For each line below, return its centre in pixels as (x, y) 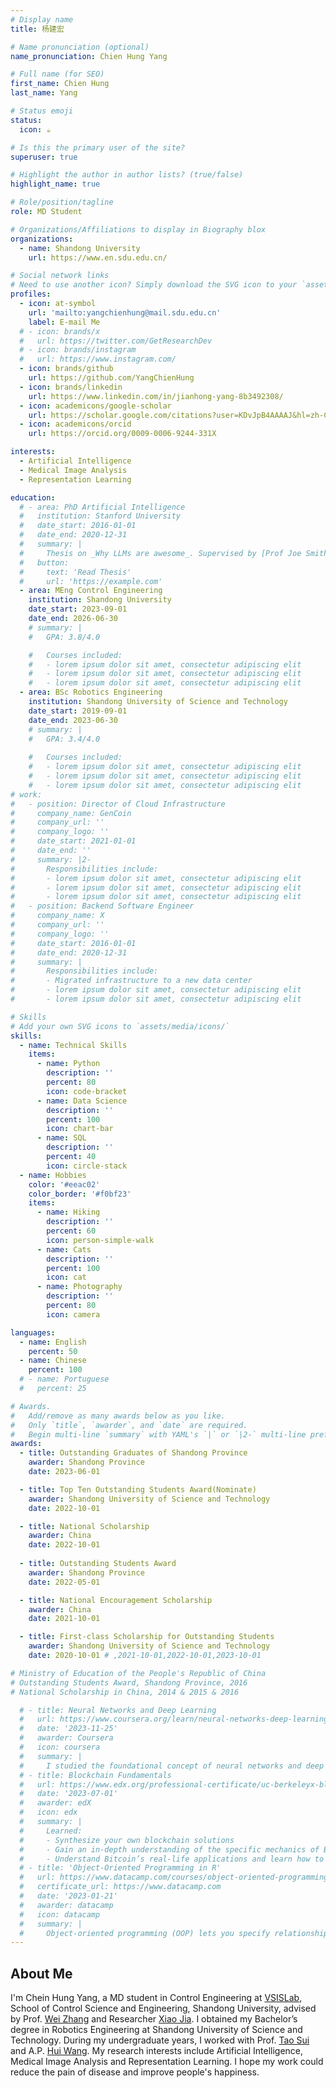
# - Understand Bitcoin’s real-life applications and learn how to (172, 1859)
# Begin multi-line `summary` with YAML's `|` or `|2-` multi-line (158, 1434)
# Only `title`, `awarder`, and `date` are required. (129, 1425)
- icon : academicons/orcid (75, 424)
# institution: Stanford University (100, 516)
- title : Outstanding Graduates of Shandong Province (133, 1453)
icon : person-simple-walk (100, 1240)
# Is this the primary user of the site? (98, 147)
